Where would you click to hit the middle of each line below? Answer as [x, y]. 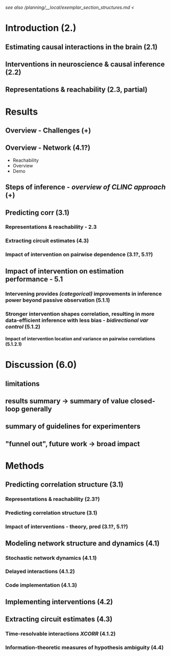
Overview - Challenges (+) [48, 130]
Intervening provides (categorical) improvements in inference [84, 294]
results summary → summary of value [67, 401]
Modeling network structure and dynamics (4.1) [82, 543]
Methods [25, 466]
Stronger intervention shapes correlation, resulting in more [80, 314]
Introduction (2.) [41, 28]
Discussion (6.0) [41, 365]
